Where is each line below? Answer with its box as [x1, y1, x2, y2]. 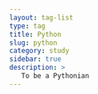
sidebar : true [9, 55, 62, 64]
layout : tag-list [9, 13, 74, 22]
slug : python [9, 38, 58, 47]
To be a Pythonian [20, 72, 90, 81]
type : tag [9, 21, 46, 30]
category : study [9, 47, 69, 56]
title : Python [9, 30, 62, 38]
